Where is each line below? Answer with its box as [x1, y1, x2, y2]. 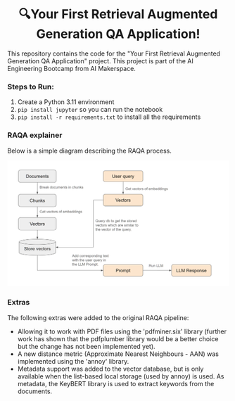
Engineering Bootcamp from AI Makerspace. [7, 64, 136, 72]
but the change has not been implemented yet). [17, 342, 156, 350]
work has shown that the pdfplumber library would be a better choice [17, 334, 219, 343]
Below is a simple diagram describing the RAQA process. [7, 146, 172, 155]
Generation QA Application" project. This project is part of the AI [7, 56, 193, 65]
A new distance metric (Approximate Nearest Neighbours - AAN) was [17, 350, 220, 358]
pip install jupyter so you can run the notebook [17, 106, 163, 114]
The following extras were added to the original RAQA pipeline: [7, 313, 189, 322]
